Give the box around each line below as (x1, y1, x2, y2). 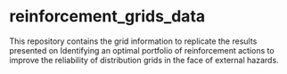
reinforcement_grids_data (9, 6, 206, 27)
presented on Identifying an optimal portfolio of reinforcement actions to (9, 45, 275, 55)
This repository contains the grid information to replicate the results (9, 36, 258, 46)
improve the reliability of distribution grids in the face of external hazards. (9, 54, 279, 65)
